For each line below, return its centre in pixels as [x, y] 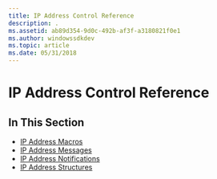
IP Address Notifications [60, 159]
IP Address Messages [56, 150]
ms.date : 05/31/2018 [43, 53]
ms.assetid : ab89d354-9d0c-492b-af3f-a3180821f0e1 [94, 31]
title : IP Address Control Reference [71, 16]
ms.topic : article [39, 46]
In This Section [46, 122]
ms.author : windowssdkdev [51, 38]
